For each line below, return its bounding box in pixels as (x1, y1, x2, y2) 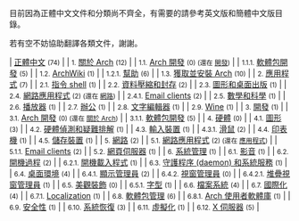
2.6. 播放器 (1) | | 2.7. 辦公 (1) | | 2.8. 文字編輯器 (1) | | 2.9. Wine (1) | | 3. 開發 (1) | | (9, 102, 288, 111)
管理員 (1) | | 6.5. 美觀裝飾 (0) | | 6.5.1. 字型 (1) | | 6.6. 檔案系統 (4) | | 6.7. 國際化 (16, 179, 288, 190)
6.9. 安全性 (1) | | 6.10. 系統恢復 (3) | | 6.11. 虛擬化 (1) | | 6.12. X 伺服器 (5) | (9, 201, 260, 212)
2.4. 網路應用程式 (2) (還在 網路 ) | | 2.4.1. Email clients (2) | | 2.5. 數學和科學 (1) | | (9, 90, 286, 101)
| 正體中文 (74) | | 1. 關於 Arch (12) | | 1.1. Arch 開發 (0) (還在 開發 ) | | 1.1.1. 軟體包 (9, 57, 280, 67)
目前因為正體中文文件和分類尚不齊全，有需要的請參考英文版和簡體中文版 (9, 8, 275, 18)
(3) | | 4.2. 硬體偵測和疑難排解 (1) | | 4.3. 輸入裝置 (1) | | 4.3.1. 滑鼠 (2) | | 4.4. (9, 124, 270, 134)
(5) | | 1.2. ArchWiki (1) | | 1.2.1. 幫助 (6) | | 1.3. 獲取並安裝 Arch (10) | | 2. (19, 68, 264, 78)
